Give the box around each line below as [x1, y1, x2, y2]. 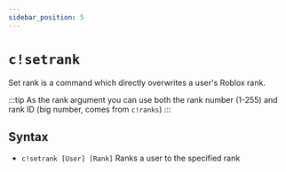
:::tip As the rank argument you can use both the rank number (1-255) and [8, 94, 278, 105]
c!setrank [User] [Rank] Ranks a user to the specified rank [20, 152, 241, 164]
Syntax [8, 129, 49, 145]
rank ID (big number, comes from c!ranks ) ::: [8, 104, 171, 114]
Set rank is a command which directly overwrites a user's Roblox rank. [8, 77, 266, 88]
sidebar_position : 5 [8, 12, 85, 22]
